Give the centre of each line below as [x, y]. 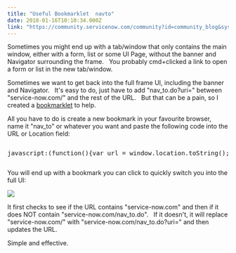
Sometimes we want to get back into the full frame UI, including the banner [116, 83]
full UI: [17, 181]
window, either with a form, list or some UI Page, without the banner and [112, 54]
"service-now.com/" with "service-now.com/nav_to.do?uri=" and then [108, 222]
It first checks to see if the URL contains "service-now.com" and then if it [113, 207]
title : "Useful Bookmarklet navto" [61, 14]
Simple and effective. [38, 243]
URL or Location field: [39, 134]
